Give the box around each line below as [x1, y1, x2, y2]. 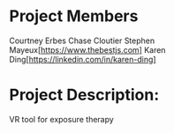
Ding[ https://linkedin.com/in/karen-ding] [9, 54, 156, 64]
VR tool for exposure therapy [9, 114, 115, 124]
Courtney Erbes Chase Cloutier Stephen [9, 35, 155, 46]
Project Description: [9, 85, 160, 105]
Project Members [9, 6, 139, 26]
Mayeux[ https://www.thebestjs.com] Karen [9, 44, 166, 55]
